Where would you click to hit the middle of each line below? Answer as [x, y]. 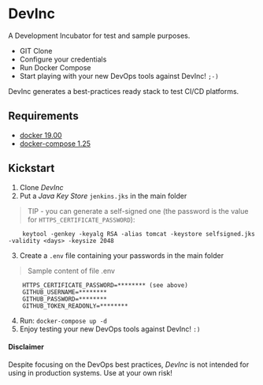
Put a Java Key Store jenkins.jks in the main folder [103, 196]
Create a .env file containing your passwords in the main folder [122, 255]
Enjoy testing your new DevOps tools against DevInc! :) [110, 329]
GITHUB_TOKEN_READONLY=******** [75, 306]
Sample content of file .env [71, 271]
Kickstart [31, 168]
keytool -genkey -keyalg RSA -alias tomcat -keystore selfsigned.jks [139, 234]
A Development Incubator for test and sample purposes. [99, 36]
